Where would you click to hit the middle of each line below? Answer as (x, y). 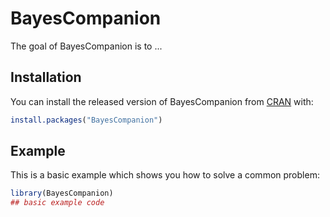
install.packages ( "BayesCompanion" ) (86, 120)
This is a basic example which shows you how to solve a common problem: (165, 175)
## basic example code (57, 203)
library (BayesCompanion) (62, 193)
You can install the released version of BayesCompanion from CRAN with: (162, 101)
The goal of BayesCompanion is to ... (86, 46)
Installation (46, 77)
